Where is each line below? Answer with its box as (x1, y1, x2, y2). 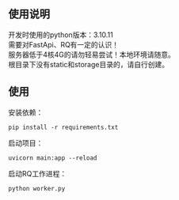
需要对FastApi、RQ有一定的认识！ (8, 40, 120, 49)
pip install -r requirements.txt (8, 123, 119, 131)
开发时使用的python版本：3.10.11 (8, 30, 113, 40)
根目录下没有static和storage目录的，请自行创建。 (8, 59, 169, 69)
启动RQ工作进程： (8, 168, 67, 178)
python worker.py (8, 184, 66, 192)
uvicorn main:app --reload (8, 153, 97, 162)
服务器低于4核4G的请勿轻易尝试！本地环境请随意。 (8, 50, 176, 59)
